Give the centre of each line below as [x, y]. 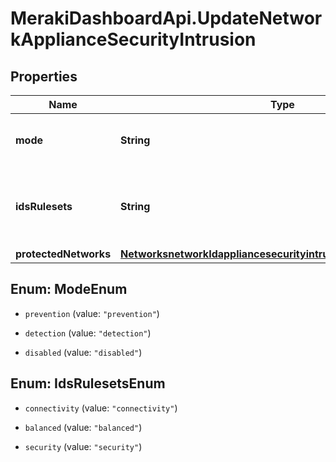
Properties [44, 76]
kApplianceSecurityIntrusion [133, 39]
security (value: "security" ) [83, 446]
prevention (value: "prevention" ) [92, 313]
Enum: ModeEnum [69, 289]
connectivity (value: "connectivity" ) [101, 408]
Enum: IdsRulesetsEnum [88, 383]
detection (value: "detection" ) [88, 333]
